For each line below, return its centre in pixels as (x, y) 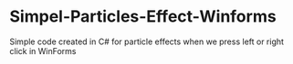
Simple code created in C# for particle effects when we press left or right (147, 41)
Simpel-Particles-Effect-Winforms (143, 17)
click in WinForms (43, 50)
